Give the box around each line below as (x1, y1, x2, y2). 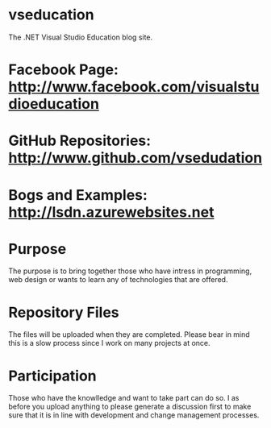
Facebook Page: (8, 60, 119, 79)
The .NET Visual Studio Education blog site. (8, 32, 153, 42)
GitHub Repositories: (8, 131, 152, 150)
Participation (8, 367, 97, 384)
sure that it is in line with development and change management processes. (8, 410, 260, 420)
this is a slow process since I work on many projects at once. (8, 339, 211, 348)
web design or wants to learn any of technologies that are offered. (8, 275, 228, 285)
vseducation (8, 6, 94, 24)
